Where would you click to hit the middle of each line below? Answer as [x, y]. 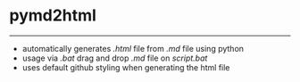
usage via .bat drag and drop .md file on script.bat [115, 58]
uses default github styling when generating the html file [126, 67]
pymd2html [53, 16]
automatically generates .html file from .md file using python [133, 48]
